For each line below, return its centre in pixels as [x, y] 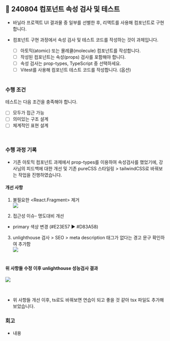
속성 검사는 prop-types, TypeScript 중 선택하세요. [71, 63]
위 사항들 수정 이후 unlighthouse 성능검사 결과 [52, 268]
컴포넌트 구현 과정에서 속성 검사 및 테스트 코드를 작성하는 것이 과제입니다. [86, 39]
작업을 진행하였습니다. [40, 175]
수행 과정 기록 [21, 150]
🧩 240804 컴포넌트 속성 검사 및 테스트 [63, 9]
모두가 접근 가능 [28, 113]
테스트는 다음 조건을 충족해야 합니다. [41, 102]
